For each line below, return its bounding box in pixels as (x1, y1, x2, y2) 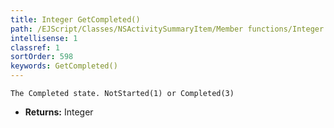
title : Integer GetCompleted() (10, 14, 141, 25)
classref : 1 (10, 42, 60, 53)
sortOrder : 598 (10, 52, 74, 62)
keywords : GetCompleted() (10, 61, 118, 71)
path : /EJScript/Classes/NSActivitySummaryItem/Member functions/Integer (10, 24, 325, 34)
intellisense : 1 (10, 33, 78, 43)
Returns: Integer (24, 106, 94, 118)
